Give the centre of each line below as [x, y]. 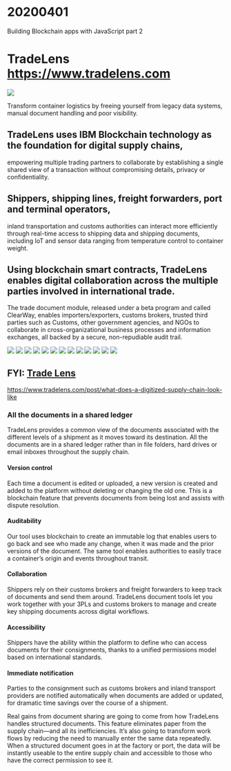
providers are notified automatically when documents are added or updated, [115, 696]
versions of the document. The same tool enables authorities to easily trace [114, 551]
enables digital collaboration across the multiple [113, 280]
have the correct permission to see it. [60, 761]
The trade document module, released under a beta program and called [109, 308]
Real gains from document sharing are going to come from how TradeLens [113, 716]
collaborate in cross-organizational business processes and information [109, 330]
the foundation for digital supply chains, [95, 146]
